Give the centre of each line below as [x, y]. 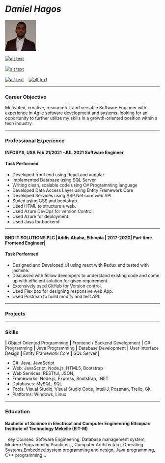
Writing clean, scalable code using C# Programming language [75, 185]
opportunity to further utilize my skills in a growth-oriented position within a [81, 118]
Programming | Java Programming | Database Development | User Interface [82, 348]
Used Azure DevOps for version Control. [53, 211]
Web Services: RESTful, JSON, [43, 373]
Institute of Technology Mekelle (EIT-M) [47, 429]
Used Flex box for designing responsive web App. [63, 291]
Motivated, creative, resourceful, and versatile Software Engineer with [76, 108]
